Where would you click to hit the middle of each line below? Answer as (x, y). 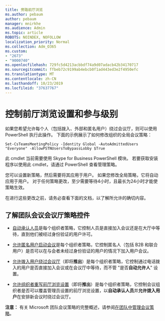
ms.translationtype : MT (30, 74)
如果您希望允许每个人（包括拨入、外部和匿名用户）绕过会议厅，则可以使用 (81, 129)
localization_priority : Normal (37, 42)
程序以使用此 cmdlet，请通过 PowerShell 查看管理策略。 (62, 164)
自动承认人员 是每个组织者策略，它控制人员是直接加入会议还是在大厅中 (84, 228)
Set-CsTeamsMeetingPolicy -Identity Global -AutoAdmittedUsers (72, 144)
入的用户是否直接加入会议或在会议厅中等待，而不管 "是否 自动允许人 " (82, 267)
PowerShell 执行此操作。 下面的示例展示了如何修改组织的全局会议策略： (79, 135)
